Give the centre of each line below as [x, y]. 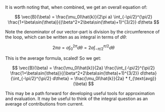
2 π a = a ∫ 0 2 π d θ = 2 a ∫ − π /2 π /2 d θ [83, 48]
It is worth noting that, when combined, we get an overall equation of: [76, 7]
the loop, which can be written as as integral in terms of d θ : [66, 37]
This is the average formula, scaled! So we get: [53, 58]
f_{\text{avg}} [142, 79]
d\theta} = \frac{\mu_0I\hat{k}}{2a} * [90, 79]
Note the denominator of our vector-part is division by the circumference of [82, 32]
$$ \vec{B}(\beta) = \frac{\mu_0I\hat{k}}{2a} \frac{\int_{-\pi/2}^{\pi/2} [83, 68]
